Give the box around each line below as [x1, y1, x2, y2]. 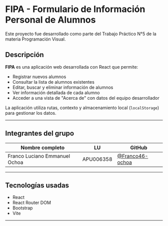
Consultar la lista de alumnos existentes [12, 79, 95, 85]
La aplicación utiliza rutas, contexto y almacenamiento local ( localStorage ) [5, 104, 159, 111]
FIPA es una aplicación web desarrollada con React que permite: [5, 64, 138, 70]
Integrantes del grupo [5, 129, 74, 138]
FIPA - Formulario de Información [5, 4, 145, 15]
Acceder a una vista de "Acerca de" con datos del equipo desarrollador [12, 95, 160, 101]
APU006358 [82, 155, 112, 162]
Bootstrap [12, 205, 33, 211]
